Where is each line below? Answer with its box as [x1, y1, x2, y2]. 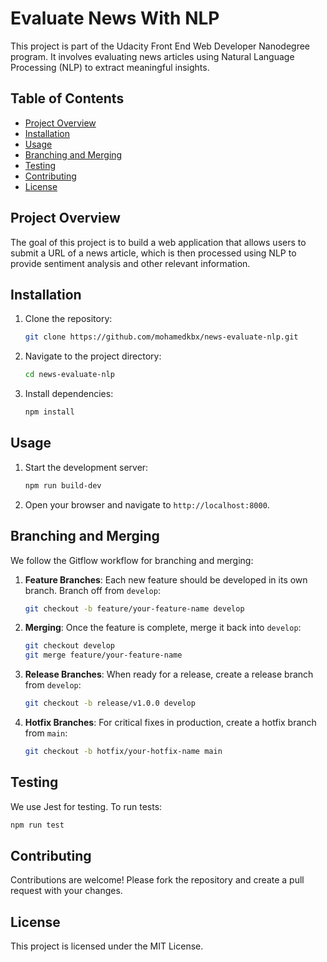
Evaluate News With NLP [10, 7, 220, 30]
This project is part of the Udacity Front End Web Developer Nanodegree [10, 40, 311, 52]
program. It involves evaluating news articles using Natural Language [10, 50, 295, 62]
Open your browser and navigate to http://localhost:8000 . [24, 498, 270, 511]
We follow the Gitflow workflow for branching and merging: [10, 554, 254, 566]
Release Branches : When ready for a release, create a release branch [24, 668, 314, 681]
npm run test [10, 820, 65, 830]
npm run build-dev [24, 480, 102, 491]
